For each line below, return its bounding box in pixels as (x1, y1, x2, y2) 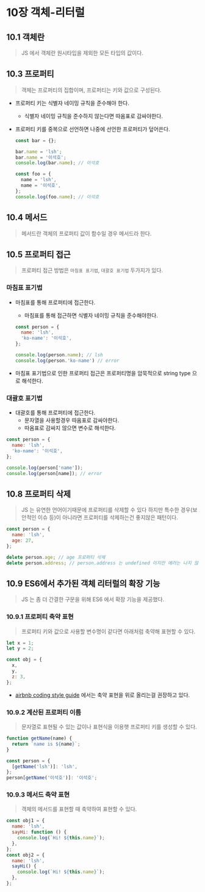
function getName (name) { (6, 735, 72, 741)
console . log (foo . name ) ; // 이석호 (15, 193, 99, 200)
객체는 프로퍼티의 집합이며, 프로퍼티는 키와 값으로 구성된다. (21, 86, 162, 94)
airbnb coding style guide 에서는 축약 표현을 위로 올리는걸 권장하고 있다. (15, 691, 190, 699)
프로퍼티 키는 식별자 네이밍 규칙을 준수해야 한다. (15, 99, 129, 107)
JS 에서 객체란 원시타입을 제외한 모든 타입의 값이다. (21, 50, 143, 56)
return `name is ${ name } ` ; (12, 741, 81, 747)
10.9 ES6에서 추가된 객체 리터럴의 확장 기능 (6, 578, 160, 588)
